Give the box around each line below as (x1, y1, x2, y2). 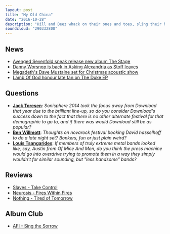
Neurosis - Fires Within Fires (12, 190, 72, 196)
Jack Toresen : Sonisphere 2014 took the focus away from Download (12, 102, 157, 109)
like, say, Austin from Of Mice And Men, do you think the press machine (12, 145, 163, 152)
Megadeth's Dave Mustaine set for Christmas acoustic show (12, 69, 139, 75)
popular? (12, 124, 32, 130)
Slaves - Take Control (12, 184, 58, 190)
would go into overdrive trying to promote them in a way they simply (12, 151, 155, 157)
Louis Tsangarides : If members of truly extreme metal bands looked (12, 140, 156, 146)
